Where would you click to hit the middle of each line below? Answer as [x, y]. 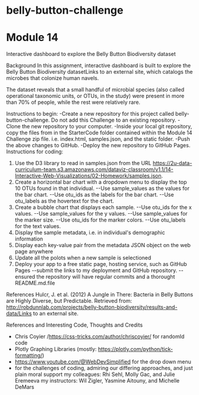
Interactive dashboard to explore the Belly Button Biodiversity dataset [91, 54]
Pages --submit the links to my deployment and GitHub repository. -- [99, 270]
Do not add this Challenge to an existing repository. [114, 120]
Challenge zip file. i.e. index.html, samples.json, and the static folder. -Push [98, 139]
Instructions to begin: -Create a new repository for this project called [90, 114]
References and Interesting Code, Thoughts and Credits [75, 325]
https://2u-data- [172, 163]
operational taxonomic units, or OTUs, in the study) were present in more [95, 96]
